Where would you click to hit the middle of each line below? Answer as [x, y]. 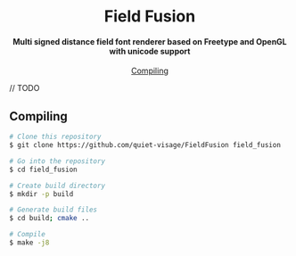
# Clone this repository [55, 137]
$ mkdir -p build [41, 194]
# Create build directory [57, 186]
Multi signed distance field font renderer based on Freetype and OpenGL [150, 41]
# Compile [28, 235]
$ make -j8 [29, 243]
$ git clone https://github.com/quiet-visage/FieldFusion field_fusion [145, 145]
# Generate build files [53, 210]
